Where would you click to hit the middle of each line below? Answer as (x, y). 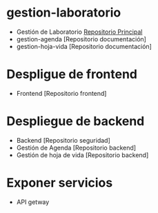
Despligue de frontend (72, 74)
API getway (33, 202)
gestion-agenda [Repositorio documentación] (81, 39)
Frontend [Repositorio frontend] (61, 93)
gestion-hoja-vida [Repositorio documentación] (84, 46)
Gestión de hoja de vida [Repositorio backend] (82, 155)
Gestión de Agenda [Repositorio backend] (76, 148)
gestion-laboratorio (64, 13)
